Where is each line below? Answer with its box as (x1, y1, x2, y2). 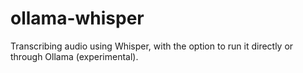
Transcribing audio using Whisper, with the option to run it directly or (10, 40, 294, 52)
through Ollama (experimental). (10, 50, 139, 62)
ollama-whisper (10, 7, 145, 30)
